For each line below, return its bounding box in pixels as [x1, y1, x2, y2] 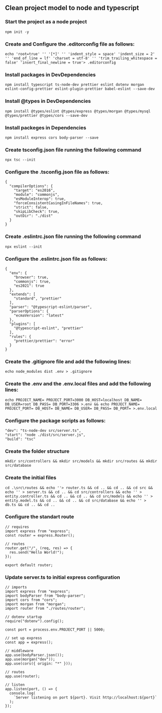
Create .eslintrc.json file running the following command [5, 233, 141, 240]
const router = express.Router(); [5, 533, 75, 538]
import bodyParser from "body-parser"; [5, 593, 86, 598]
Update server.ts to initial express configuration [5, 574, 120, 581]
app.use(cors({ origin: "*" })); [5, 661, 73, 666]
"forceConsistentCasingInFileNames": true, [14, 201, 103, 206]
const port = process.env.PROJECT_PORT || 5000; [5, 627, 105, 632]
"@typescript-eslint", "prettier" [14, 326, 83, 331]
